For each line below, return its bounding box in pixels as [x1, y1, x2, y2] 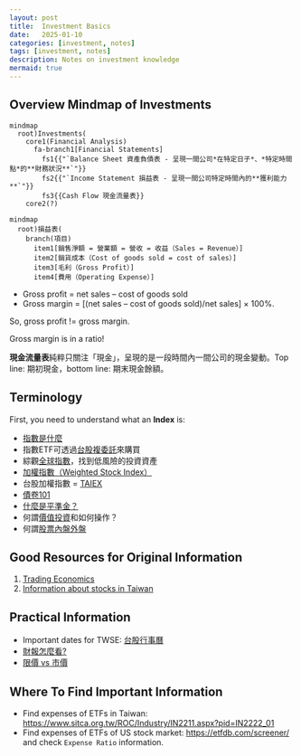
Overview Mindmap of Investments [9, 97, 212, 113]
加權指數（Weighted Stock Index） [22, 467, 152, 477]
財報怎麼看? [22, 646, 67, 657]
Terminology [9, 390, 83, 405]
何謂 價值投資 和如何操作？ [22, 512, 118, 523]
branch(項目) [25, 234, 72, 243]
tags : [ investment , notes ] [9, 47, 111, 56]
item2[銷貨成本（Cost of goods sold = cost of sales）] [33, 253, 237, 262]
